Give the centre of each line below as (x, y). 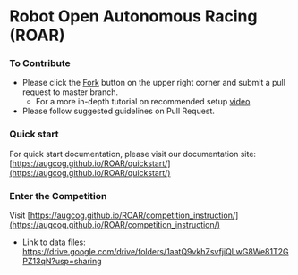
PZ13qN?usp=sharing (62, 262)
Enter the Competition (58, 196)
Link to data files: (54, 242)
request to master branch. (70, 92)
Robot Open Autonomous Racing (133, 17)
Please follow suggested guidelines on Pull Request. (118, 111)
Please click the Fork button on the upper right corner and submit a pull (154, 83)
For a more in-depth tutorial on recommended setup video (143, 102)
